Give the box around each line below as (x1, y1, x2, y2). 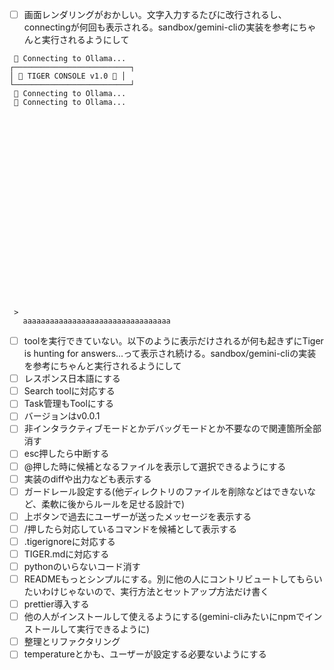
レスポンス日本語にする (23, 373, 121, 385)
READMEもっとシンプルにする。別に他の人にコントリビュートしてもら (23, 573, 314, 585)
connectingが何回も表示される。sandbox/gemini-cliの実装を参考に (23, 21, 299, 33)
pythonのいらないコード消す (23, 560, 141, 572)
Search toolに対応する (23, 385, 116, 397)
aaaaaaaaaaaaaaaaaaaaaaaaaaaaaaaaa (22, 316, 171, 327)
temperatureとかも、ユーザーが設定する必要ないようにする (23, 648, 267, 660)
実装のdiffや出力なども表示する (23, 473, 152, 485)
